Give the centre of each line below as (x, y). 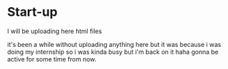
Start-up (32, 12)
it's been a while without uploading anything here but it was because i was (114, 44)
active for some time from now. (52, 59)
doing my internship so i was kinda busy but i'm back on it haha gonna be (113, 52)
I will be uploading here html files (55, 31)
